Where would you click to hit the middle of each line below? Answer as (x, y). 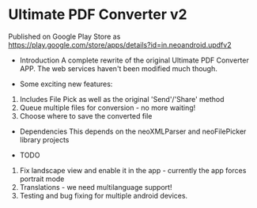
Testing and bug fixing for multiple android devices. (104, 195)
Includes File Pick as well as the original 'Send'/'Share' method (122, 99)
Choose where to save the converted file (86, 115)
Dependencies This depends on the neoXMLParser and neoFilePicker (133, 131)
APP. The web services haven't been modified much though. (118, 68)
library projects (44, 139)
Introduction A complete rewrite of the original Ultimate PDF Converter (134, 60)
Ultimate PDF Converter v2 (98, 15)
